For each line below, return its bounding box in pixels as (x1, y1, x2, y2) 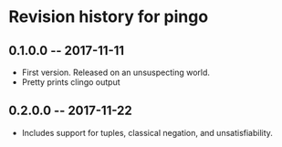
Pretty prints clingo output (21, 77, 120, 88)
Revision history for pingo (8, 6, 209, 27)
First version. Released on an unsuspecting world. (21, 67, 211, 78)
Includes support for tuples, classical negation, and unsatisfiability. (21, 127, 273, 138)
